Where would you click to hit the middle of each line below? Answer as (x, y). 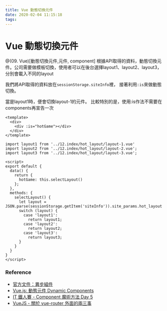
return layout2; (45, 229)
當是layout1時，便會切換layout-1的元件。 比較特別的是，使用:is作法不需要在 (84, 101)
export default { (24, 166)
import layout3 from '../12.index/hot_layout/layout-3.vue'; (71, 153)
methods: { (21, 193)
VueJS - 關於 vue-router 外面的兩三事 (52, 303)
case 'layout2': (41, 224)
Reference (18, 272)
